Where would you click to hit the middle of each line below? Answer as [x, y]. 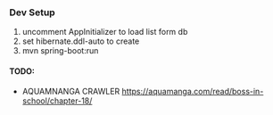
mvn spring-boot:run [60, 51]
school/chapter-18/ [57, 101]
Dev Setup [32, 12]
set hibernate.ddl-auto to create [81, 41]
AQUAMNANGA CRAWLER [71, 91]
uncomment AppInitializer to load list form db [105, 32]
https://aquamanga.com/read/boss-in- [193, 91]
